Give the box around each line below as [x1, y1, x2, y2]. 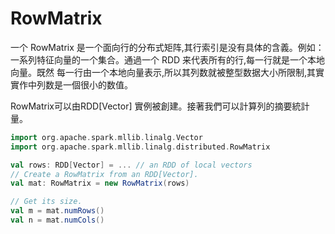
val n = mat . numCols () [10, 215, 105, 226]
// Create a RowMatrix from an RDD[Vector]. [10, 169, 199, 179]
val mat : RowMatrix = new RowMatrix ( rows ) [10, 178, 190, 189]
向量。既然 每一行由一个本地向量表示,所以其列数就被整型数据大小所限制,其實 [10, 66, 325, 78]
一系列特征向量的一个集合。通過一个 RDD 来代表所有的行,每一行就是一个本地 [10, 53, 326, 66]
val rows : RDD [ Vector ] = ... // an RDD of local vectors [10, 160, 253, 170]
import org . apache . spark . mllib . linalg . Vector [10, 132, 203, 142]
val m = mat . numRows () [10, 206, 105, 216]
